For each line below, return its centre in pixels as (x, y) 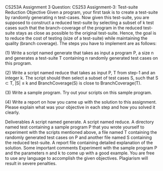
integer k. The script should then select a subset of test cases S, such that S (82, 78)
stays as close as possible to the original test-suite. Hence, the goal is (86, 33)
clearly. (12, 112)
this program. (19, 63)
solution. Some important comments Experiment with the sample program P (81, 148)
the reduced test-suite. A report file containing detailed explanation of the (79, 143)
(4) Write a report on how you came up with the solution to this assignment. (81, 102)
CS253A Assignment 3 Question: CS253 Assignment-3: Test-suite (71, 7)
